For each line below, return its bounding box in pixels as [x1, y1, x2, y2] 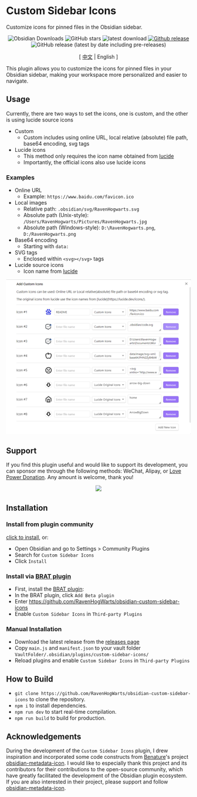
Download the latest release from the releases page [14, 638, 140, 646]
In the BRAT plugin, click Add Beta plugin [14, 592, 114, 599]
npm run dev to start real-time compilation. [14, 708, 117, 715]
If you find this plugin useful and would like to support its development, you [6, 462, 188, 469]
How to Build [6, 674, 54, 684]
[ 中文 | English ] [79, 53, 118, 60]
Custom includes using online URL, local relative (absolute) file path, [23, 134, 189, 141]
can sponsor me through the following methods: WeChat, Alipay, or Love [6, 467, 182, 474]
